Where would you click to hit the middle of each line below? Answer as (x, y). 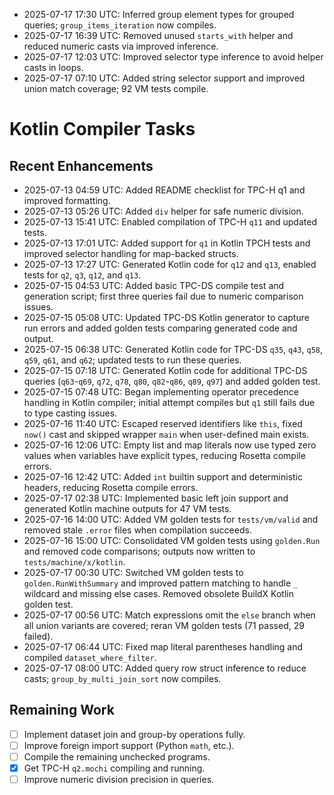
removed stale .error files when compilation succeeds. (137, 530)
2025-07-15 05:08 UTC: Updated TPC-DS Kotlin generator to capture (166, 317)
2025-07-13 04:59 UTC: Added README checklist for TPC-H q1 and (164, 190)
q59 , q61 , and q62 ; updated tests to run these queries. (132, 360)
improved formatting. (67, 200)
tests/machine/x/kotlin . (74, 562)
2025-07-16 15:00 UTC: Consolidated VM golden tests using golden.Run (172, 540)
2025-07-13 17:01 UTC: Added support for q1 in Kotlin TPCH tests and (167, 243)
